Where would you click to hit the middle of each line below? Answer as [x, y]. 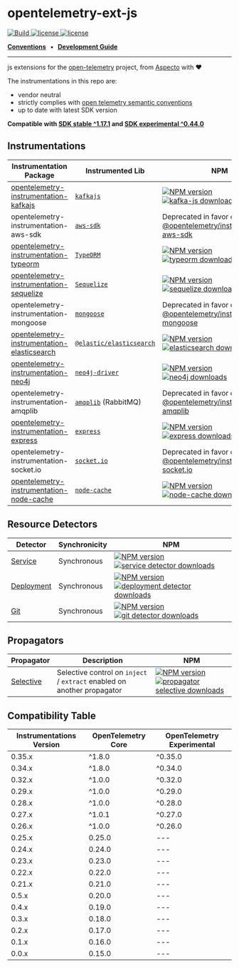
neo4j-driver [97, 372]
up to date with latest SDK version [67, 110]
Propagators [36, 640]
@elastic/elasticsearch [115, 343]
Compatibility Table [52, 715]
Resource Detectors [53, 524]
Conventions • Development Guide [63, 46]
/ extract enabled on [91, 681]
